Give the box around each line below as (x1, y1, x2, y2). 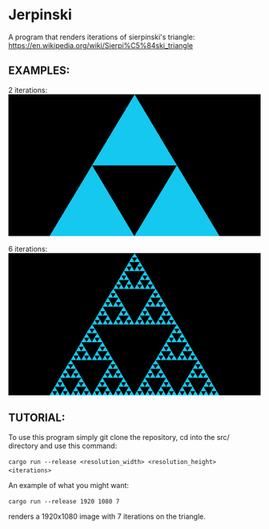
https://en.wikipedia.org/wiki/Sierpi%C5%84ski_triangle (8, 40, 194, 50)
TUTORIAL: (8, 411, 66, 425)
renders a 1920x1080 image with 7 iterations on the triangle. (8, 511, 206, 521)
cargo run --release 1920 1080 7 (8, 497, 120, 506)
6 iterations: (8, 244, 48, 254)
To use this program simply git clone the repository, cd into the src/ (8, 432, 230, 442)
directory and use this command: (8, 441, 118, 450)
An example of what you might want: (8, 480, 130, 490)
